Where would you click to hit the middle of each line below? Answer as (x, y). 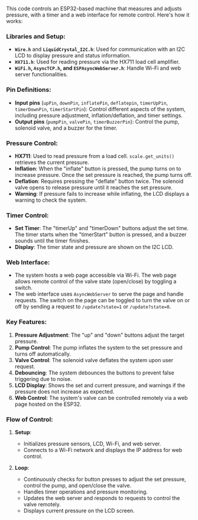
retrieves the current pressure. (52, 162)
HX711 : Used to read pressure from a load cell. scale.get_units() (95, 156)
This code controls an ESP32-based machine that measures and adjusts (94, 9)
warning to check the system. (51, 200)
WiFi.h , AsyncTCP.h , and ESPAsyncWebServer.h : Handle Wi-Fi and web (98, 68)
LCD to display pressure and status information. (73, 56)
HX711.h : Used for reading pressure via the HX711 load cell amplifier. (97, 62)
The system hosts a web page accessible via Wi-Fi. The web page (95, 275)
